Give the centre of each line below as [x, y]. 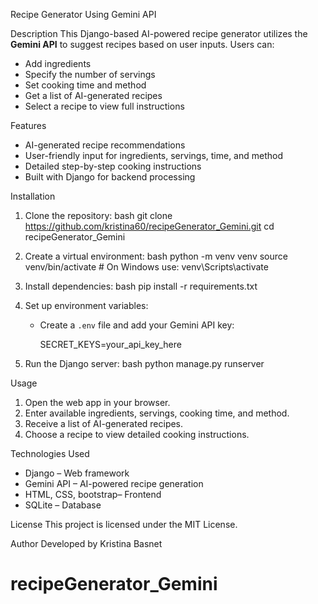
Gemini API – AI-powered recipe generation [114, 483]
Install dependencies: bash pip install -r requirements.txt [141, 286]
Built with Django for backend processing [110, 177]
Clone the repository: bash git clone [98, 215]
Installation [33, 196]
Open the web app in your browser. [97, 402]
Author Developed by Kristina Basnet [86, 543]
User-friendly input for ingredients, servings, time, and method [154, 155]
